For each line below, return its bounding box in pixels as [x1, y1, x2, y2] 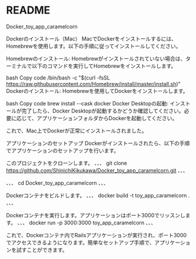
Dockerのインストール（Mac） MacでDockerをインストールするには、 [6, 35, 177, 42]
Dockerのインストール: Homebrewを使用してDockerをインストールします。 [6, 87, 188, 94]
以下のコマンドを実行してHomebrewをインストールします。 [31, 62, 177, 69]
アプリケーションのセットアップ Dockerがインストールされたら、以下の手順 [6, 140, 190, 147]
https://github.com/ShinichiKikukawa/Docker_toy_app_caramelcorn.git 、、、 [6, 167, 188, 174]
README [6, 4, 51, 17]
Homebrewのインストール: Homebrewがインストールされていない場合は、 [6, 55, 186, 62]
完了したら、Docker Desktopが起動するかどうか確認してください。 [21, 107, 184, 114]
